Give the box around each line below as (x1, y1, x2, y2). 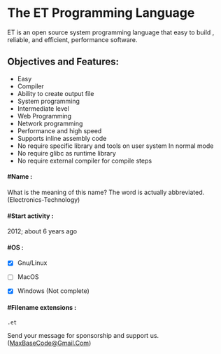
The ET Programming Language (7, 5, 195, 21)
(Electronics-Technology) (7, 195, 80, 204)
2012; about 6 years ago (7, 227, 78, 236)
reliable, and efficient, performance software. (7, 35, 138, 43)
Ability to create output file (17, 89, 94, 97)
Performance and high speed (17, 126, 102, 135)
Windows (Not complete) (17, 287, 90, 295)
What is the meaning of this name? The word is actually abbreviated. (7, 188, 205, 196)
